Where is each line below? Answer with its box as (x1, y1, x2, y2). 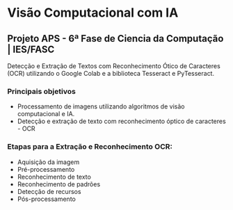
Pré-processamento (17, 165, 75, 173)
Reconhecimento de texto (17, 172, 92, 181)
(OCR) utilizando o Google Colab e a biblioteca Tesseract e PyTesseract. (7, 70, 214, 77)
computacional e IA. (17, 110, 75, 118)
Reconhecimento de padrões (17, 179, 101, 188)
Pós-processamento (17, 195, 77, 203)
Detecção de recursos (17, 187, 81, 195)
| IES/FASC (7, 43, 55, 55)
